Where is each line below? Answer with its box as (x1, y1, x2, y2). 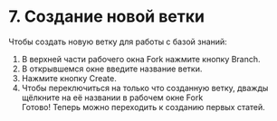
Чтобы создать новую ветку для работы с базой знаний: (8, 36, 227, 47)
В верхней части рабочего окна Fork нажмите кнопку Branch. (21, 53, 261, 64)
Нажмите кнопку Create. (21, 72, 117, 83)
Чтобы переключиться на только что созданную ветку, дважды (21, 82, 269, 93)
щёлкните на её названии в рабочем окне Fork (21, 92, 204, 103)
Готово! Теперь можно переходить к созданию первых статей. (21, 101, 266, 112)
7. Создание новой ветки (8, 6, 205, 27)
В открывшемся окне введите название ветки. (21, 63, 203, 74)
